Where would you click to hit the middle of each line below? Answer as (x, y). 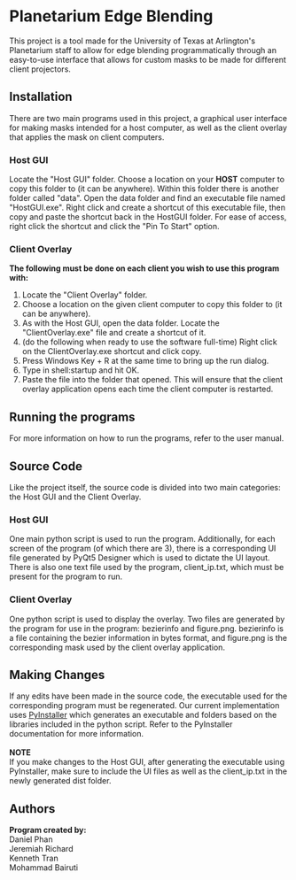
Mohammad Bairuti (44, 868)
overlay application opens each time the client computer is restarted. (148, 389)
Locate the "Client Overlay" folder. (85, 295)
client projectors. (40, 69)
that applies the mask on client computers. (87, 137)
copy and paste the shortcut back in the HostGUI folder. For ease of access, (148, 217)
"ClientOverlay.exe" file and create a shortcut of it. (114, 333)
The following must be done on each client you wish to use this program (144, 268)
